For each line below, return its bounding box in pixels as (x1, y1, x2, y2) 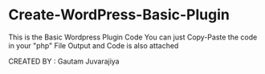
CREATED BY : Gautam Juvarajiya (8, 56, 120, 66)
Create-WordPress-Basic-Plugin (8, 6, 230, 24)
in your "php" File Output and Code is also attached (8, 40, 179, 50)
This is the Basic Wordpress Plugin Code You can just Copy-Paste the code (8, 32, 258, 42)
